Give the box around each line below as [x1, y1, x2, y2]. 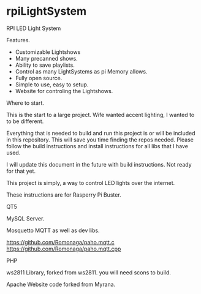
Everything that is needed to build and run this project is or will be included [6, 129, 195, 137]
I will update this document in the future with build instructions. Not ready [6, 160, 192, 168]
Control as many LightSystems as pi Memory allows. [15, 67, 148, 75]
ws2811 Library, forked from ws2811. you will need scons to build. [6, 268, 172, 276]
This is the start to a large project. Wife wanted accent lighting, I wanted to [6, 111, 195, 118]
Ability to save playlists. [15, 61, 75, 69]
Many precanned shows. [15, 55, 78, 62]
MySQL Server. [6, 214, 45, 222]
